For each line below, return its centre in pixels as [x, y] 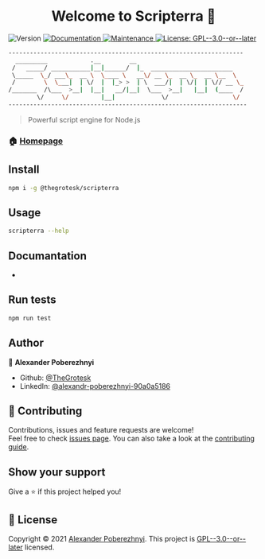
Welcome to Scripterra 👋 [134, 16]
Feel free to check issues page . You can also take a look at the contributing [131, 439]
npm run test [30, 318]
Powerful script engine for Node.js [84, 119]
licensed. [40, 547]
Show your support [57, 472]
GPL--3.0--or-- [222, 538]
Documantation [48, 256]
